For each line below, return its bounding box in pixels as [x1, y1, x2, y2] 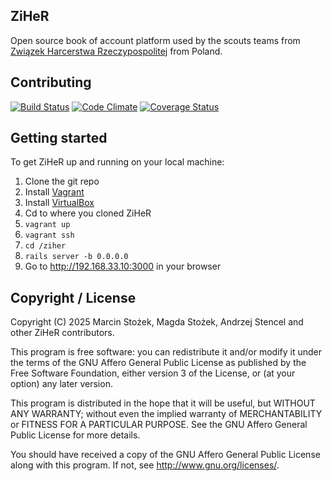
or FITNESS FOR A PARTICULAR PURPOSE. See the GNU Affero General [10, 419, 308, 431]
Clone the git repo [24, 175, 100, 188]
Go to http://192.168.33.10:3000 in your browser [24, 260, 222, 273]
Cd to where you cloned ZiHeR [24, 207, 152, 219]
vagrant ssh [24, 230, 75, 241]
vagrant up [24, 220, 71, 230]
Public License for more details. [10, 429, 141, 441]
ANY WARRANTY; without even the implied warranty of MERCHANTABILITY [10, 408, 323, 420]
